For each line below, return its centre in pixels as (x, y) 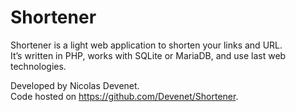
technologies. (38, 66)
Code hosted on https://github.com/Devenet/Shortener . (124, 96)
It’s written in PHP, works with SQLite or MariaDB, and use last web (148, 55)
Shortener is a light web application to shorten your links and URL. (146, 45)
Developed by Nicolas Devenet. (75, 85)
